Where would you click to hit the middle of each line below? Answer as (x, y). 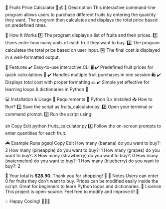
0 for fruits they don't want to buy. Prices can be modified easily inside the (82, 181)
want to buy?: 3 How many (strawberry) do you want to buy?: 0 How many (82, 156)
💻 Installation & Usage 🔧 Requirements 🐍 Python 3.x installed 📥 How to (79, 99)
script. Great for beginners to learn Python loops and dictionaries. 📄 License (83, 186)
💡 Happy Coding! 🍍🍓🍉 (28, 201)
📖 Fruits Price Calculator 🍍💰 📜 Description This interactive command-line (81, 7)
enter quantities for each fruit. (36, 133)
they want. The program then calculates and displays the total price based (82, 20)
